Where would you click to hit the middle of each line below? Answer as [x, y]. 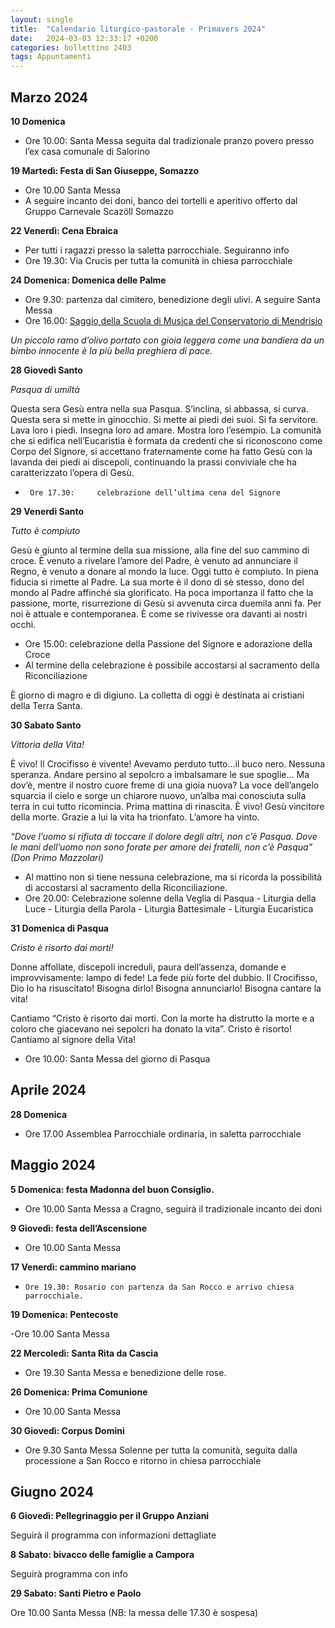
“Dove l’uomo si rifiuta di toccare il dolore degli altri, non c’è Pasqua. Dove [164, 836]
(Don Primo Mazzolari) [57, 857]
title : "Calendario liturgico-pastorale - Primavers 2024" [138, 29]
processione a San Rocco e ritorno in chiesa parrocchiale [143, 1460]
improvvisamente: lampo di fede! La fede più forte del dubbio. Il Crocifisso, [164, 977]
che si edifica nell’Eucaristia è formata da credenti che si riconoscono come [166, 440]
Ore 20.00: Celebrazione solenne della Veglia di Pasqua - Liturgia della [170, 898]
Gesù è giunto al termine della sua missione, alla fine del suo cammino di [160, 550]
